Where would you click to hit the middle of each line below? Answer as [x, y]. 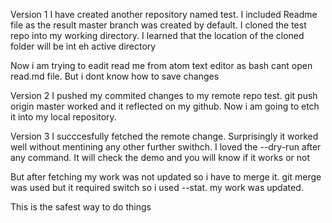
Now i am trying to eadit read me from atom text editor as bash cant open [161, 65]
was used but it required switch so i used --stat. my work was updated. [157, 187]
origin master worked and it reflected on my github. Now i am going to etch [165, 106]
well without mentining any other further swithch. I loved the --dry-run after [166, 147]
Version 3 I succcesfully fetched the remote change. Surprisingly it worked [164, 136]
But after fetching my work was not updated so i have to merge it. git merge [166, 177]
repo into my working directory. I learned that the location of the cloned [157, 35]
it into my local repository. [63, 117]
